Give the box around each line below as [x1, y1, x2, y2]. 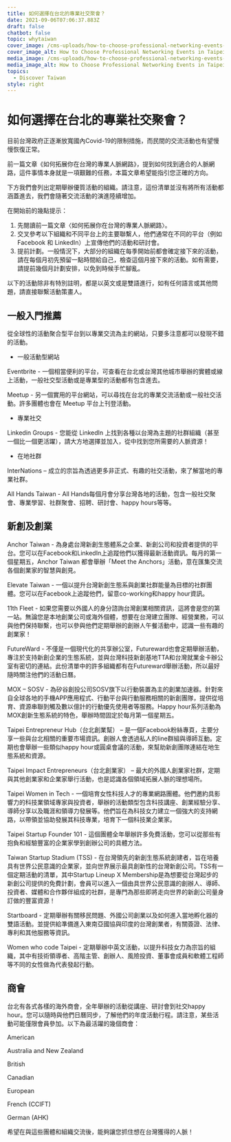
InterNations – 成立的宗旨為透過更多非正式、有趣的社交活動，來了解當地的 [7, 466, 217, 475]
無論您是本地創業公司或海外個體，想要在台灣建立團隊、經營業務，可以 [25, 612, 224, 621]
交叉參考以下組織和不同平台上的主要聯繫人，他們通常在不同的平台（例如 [16, 230, 222, 238]
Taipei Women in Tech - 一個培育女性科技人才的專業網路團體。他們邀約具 [7, 789, 214, 798]
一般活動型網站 [16, 353, 60, 361]
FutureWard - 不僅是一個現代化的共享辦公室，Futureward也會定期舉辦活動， [7, 644, 223, 653]
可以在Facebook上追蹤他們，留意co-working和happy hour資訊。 [25, 589, 208, 598]
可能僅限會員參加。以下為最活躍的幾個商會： [12, 1019, 140, 1027]
